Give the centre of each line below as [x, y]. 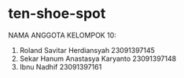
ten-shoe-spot [57, 14]
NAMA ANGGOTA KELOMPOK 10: [62, 35]
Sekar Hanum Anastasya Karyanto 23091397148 [98, 58]
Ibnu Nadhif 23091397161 [61, 66]
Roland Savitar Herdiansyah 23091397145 [87, 50]
